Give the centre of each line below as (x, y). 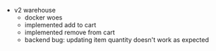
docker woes (43, 17)
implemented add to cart (60, 25)
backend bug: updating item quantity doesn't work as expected (117, 40)
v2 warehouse (35, 10)
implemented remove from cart (70, 32)
